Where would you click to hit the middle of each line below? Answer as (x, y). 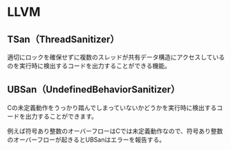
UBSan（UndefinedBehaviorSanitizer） (94, 90)
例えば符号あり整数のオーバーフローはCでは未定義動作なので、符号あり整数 (115, 131)
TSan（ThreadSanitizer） (63, 39)
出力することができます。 (62, 116)
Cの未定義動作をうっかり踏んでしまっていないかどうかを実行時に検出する (112, 107)
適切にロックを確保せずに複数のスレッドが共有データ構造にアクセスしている (116, 57)
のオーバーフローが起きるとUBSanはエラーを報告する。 (86, 140)
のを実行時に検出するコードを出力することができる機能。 (89, 66)
